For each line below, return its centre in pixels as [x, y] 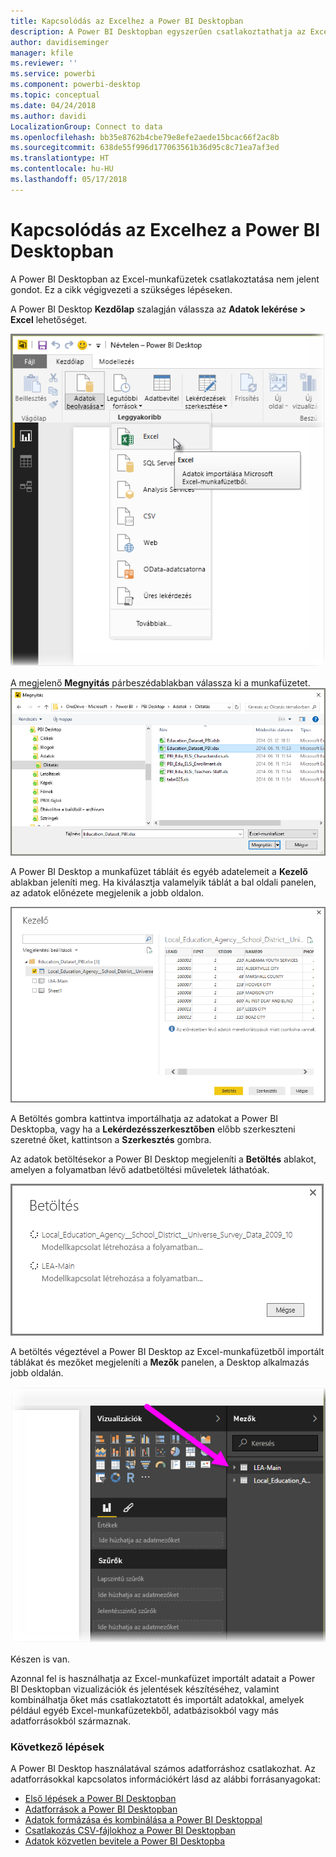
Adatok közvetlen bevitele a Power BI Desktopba [125, 1841]
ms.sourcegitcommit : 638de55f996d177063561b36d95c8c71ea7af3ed [145, 148]
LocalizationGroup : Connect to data [86, 126]
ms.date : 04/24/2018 [53, 105]
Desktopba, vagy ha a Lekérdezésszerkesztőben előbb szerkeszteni [153, 1129]
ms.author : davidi [48, 116]
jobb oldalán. [37, 1373]
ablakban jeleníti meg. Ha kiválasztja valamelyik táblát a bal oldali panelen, [163, 882]
